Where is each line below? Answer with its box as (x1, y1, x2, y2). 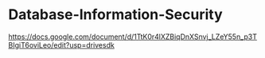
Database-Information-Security (8, 6, 223, 24)
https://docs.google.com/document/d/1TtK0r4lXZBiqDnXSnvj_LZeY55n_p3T (8, 32, 257, 41)
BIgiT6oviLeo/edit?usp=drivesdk (8, 40, 115, 49)
